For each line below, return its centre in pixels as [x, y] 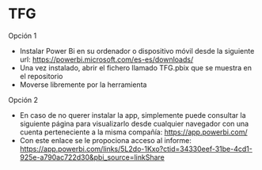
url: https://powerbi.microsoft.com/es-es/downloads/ [106, 59]
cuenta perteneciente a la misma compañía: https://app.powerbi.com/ [133, 132]
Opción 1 [23, 36]
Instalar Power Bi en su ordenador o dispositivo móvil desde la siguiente [137, 51]
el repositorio [41, 76]
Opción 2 [23, 100]
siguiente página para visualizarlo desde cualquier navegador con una [134, 123]
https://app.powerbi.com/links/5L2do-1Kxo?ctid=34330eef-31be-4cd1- [136, 149]
